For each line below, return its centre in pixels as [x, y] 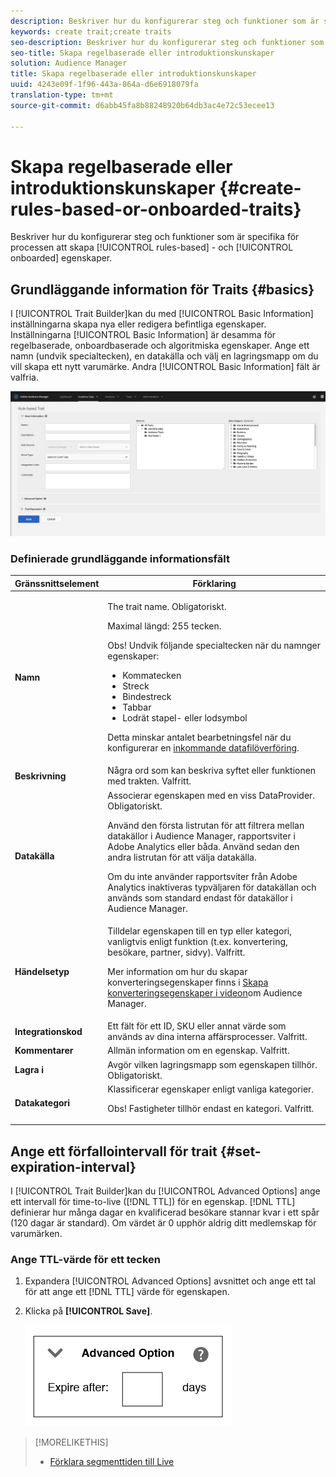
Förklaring [214, 583]
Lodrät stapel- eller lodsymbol [185, 718]
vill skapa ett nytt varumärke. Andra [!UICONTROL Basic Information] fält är [165, 367]
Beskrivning [40, 776]
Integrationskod [48, 1031]
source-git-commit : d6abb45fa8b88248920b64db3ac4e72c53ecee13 [142, 105]
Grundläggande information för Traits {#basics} [162, 289]
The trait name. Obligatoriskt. [167, 607]
